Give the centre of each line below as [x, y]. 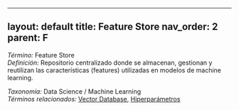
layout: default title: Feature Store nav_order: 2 [113, 27]
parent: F [28, 38]
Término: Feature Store [41, 55]
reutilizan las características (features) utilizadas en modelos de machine [115, 70]
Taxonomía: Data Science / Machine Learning [74, 91]
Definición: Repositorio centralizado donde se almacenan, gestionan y [110, 62]
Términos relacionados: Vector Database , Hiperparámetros [94, 99]
